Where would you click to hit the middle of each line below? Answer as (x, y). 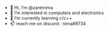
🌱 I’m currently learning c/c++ (41, 18)
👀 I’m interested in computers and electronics (57, 13)
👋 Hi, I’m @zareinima (31, 8)
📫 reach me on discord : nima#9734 (48, 24)
